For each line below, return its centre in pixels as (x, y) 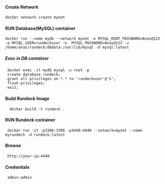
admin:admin (20, 178)
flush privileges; (26, 83)
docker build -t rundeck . (37, 109)
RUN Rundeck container (30, 120)
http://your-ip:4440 (28, 156)
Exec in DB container (27, 58)
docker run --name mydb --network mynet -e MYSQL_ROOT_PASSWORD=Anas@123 (83, 39)
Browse (13, 145)
